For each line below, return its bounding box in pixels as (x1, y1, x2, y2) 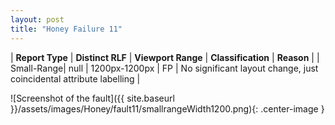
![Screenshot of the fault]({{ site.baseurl (10, 92, 175, 104)
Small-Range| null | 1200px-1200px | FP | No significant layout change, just (10, 62, 319, 74)
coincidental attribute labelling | (10, 72, 141, 85)
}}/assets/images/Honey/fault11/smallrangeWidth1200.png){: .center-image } (10, 102, 325, 115)
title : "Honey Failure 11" (10, 24, 123, 34)
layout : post (10, 14, 65, 25)
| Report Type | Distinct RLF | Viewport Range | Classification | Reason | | (10, 51, 320, 63)
